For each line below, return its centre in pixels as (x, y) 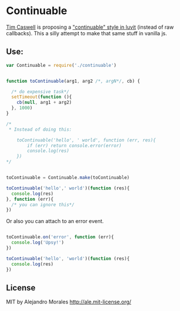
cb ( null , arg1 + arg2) (44, 103)
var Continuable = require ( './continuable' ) (61, 65)
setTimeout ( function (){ (42, 97)
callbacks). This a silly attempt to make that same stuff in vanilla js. (86, 33)
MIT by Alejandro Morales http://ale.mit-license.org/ (69, 302)
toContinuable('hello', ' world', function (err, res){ (86, 140)
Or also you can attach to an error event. (55, 221)
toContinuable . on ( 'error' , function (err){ (60, 237)
